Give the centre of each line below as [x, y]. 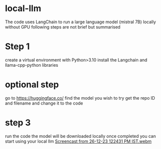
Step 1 [17, 47]
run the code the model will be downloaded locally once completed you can [80, 136]
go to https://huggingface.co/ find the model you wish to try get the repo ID [80, 98]
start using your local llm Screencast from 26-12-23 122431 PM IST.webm [78, 141]
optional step [32, 85]
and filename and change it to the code [44, 103]
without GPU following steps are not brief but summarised [63, 27]
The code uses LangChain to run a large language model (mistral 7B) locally [80, 22]
